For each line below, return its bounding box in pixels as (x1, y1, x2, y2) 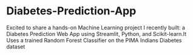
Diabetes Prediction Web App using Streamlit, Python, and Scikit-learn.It (6, 30, 187, 37)
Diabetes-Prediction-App (6, 4, 137, 18)
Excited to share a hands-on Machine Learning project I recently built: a (6, 24, 185, 31)
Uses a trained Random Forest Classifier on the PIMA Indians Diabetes (6, 36, 182, 44)
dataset (6, 43, 25, 50)
